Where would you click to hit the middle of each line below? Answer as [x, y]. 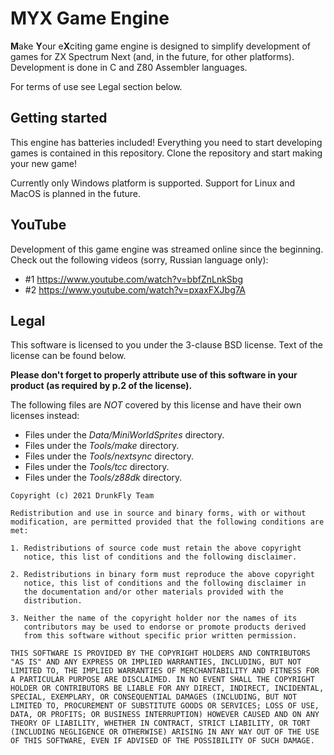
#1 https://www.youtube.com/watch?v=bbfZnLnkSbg [133, 279]
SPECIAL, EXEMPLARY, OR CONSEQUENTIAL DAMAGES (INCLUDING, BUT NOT [154, 697]
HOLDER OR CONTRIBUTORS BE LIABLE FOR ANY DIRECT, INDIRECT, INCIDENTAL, [167, 688]
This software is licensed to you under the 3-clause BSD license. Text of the [166, 345]
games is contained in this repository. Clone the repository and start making [166, 153]
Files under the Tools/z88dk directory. [103, 478]
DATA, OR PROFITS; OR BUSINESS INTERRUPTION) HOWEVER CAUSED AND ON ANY [165, 715]
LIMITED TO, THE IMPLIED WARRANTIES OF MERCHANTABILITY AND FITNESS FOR [165, 671]
